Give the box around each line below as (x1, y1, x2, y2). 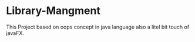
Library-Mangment (6, 4, 101, 17)
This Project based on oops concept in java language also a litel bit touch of (6, 23, 190, 30)
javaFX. (6, 29, 25, 36)
